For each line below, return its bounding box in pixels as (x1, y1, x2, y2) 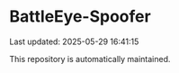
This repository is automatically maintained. (9, 53, 171, 64)
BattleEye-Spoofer (9, 6, 151, 27)
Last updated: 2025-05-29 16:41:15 (9, 36, 139, 47)
